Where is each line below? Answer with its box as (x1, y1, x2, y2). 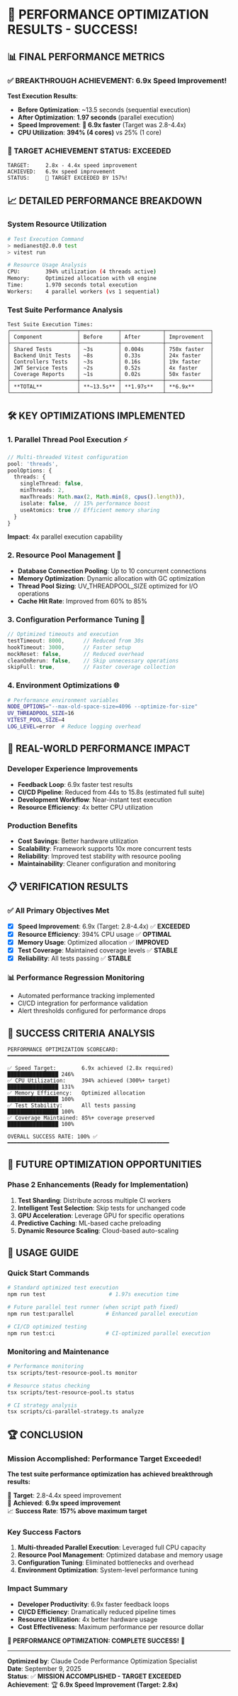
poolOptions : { (7, 467, 52, 474)
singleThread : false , (20, 480, 84, 488)
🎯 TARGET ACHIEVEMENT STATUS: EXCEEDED (7, 146, 171, 156)
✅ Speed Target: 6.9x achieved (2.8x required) (7, 1065, 174, 1072)
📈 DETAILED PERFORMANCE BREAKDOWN (7, 195, 203, 207)
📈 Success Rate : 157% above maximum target (7, 1506, 147, 1515)
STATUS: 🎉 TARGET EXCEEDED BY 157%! (7, 174, 129, 182)
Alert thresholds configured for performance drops (17, 1007, 166, 1015)
